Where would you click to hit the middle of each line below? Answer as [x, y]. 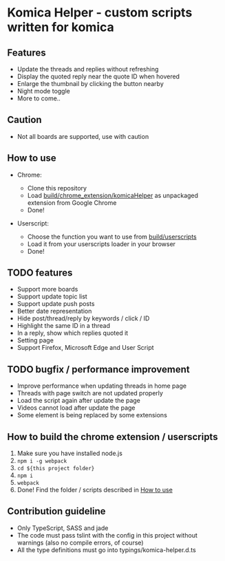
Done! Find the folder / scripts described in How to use [95, 490]
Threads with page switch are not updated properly [90, 393]
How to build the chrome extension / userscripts [112, 437]
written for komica [61, 27]
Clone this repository [57, 188]
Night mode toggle [44, 91]
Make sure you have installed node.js [69, 453]
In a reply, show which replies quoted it [73, 333]
